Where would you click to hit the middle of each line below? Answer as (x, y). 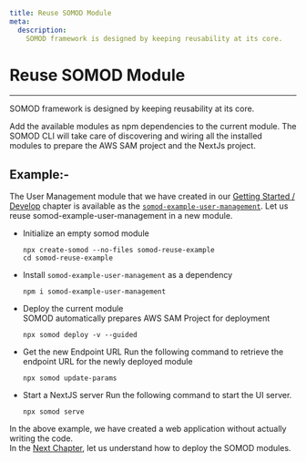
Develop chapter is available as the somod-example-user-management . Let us (149, 206)
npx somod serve (53, 412)
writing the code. (41, 438)
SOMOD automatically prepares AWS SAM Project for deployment (146, 318)
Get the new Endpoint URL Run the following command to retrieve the (153, 352)
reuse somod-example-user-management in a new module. (121, 216)
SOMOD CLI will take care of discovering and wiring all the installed (136, 136)
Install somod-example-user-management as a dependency (127, 275)
